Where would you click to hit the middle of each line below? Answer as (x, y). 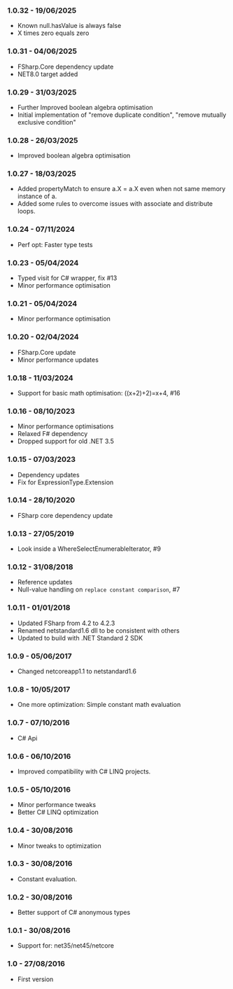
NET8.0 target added (48, 74)
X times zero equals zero (53, 33)
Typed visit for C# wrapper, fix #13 (67, 278)
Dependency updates (48, 475)
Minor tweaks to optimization (59, 846)
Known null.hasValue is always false (69, 26)
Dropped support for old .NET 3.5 (65, 441)
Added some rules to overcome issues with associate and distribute (115, 204)
